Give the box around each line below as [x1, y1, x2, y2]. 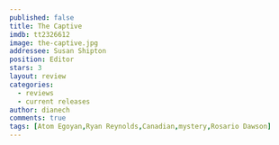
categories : [9, 80, 54, 89]
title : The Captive [9, 22, 83, 31]
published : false [9, 13, 75, 23]
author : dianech [9, 105, 70, 114]
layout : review [9, 72, 67, 81]
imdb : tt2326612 [9, 30, 70, 39]
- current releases [17, 96, 91, 106]
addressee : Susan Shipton [9, 47, 106, 56]
